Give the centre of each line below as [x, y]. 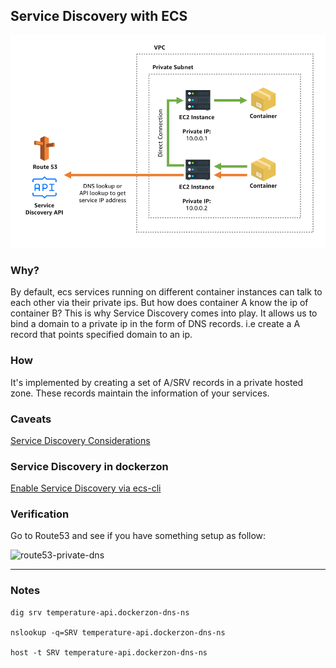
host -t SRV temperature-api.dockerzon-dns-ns [109, 652]
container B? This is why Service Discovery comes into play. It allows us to [164, 313]
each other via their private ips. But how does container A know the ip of [159, 303]
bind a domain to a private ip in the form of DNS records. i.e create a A [155, 324]
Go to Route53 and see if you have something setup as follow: [138, 536]
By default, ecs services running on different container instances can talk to [166, 292]
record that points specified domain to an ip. [101, 335]
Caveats [31, 419]
